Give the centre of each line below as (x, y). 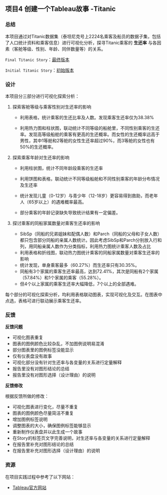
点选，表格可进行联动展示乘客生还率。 (44, 301)
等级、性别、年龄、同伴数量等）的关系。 (64, 49)
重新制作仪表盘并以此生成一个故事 (47, 432)
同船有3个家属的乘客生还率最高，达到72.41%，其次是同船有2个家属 (89, 271)
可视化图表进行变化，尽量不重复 (45, 407)
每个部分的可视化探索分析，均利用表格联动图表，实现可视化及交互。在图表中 (84, 294)
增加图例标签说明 (30, 419)
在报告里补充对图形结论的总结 (43, 444)
